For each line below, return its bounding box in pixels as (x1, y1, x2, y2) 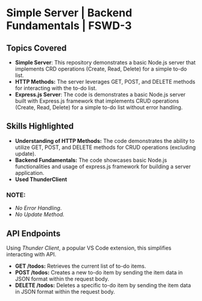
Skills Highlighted (6, 121, 74, 131)
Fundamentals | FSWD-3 (6, 19, 132, 33)
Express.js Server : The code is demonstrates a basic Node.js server (14, 91, 186, 98)
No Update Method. (14, 211, 65, 218)
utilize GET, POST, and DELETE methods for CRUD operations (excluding (14, 144, 196, 151)
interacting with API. (6, 250, 57, 258)
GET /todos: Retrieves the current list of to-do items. (14, 262, 147, 270)
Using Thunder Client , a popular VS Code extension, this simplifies (6, 244, 172, 252)
